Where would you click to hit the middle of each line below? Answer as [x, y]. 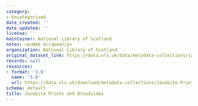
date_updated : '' [27, 28]
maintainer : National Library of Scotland [59, 39]
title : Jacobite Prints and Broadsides [55, 94]
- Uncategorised [26, 17]
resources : [19, 66]
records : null [24, 61]
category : [18, 11]
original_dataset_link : [35, 55]
